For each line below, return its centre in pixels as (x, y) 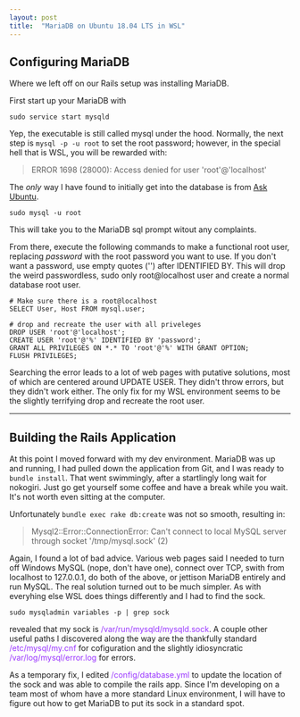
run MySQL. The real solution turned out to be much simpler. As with (135, 587)
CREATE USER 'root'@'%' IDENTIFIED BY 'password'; (105, 340)
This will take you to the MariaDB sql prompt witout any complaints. (133, 229)
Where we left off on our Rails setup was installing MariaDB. (119, 83)
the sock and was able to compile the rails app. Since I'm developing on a (144, 685)
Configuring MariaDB (70, 62)
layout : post (33, 17)
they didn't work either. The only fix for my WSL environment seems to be (145, 392)
